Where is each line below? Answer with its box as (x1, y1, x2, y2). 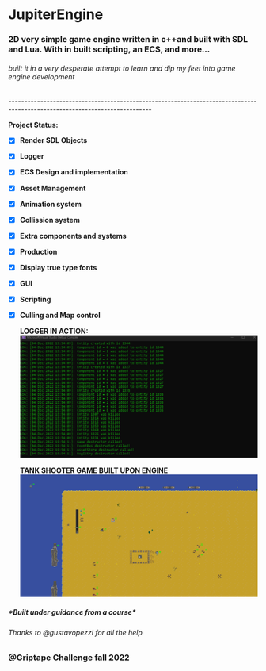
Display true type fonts (19, 263, 97, 272)
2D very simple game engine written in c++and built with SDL (8, 34, 249, 45)
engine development (8, 71, 75, 81)
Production (19, 247, 58, 256)
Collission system (19, 215, 81, 224)
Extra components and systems (19, 231, 127, 240)
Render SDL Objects (19, 136, 88, 145)
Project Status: (8, 121, 59, 130)
